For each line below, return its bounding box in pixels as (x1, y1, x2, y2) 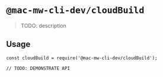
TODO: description (20, 22, 67, 29)
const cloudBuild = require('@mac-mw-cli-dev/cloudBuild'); (6, 55, 158, 61)
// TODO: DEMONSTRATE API (6, 65, 70, 71)
